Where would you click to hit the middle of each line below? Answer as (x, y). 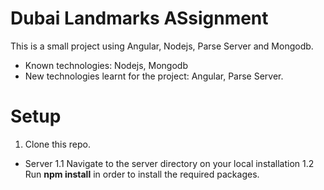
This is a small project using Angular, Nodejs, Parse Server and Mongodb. (162, 46)
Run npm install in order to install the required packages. (142, 174)
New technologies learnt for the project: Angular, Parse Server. (154, 76)
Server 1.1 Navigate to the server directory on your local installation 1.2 (169, 163)
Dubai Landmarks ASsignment (139, 18)
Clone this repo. (57, 144)
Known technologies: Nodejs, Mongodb (106, 65)
